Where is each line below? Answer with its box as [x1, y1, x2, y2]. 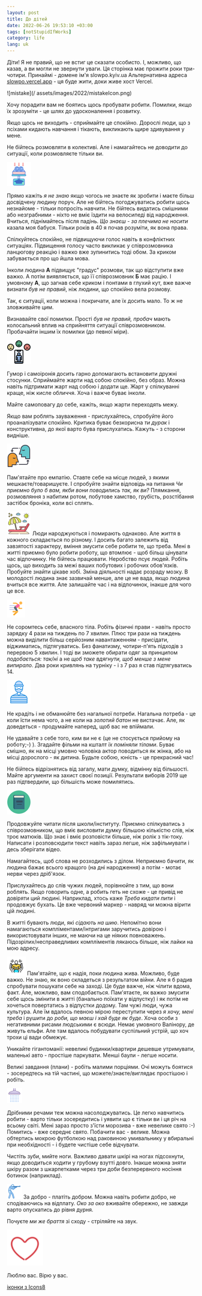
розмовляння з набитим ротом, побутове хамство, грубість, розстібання [7, 493, 194, 500]
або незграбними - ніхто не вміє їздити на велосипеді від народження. [7, 211, 189, 218]
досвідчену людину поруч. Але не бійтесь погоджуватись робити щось [7, 198, 190, 206]
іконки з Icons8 [7, 1283, 46, 1291]
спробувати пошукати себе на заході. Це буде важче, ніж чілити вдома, [7, 983, 191, 989]
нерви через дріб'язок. [7, 870, 66, 877]
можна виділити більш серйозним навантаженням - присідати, [7, 636, 169, 643]
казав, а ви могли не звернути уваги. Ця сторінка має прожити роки [7, 65, 182, 72]
